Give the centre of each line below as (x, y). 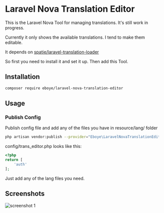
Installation (22, 77)
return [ (14, 160)
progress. (15, 27)
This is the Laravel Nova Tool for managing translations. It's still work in (77, 23)
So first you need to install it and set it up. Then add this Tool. (67, 61)
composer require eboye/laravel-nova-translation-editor (64, 88)
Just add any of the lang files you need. (45, 178)
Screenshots (25, 194)
